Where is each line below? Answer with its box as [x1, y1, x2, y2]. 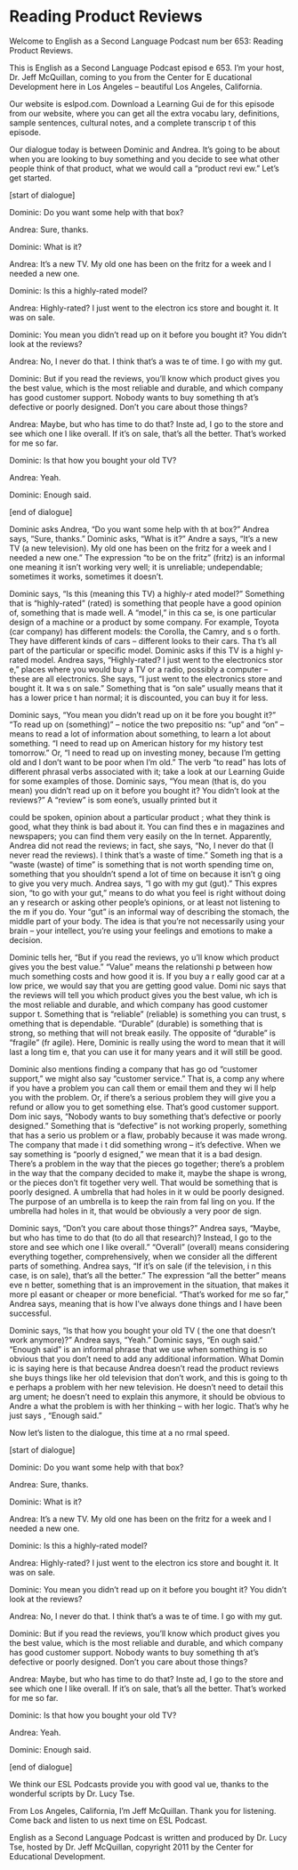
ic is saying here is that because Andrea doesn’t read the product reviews [9, 1363, 279, 1374]
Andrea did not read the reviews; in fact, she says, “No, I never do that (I [9, 840, 274, 850]
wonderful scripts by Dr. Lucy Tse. [9, 1788, 135, 1799]
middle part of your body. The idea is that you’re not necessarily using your [9, 915, 285, 926]
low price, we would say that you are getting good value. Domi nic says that [9, 980, 286, 991]
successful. [9, 1308, 52, 1318]
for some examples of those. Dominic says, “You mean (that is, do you [9, 776, 267, 786]
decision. [9, 934, 43, 945]
